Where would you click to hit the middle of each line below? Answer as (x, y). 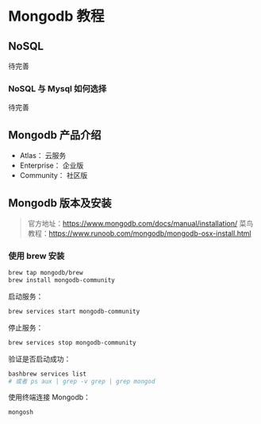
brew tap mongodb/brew (46, 273)
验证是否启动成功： (40, 359)
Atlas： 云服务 (43, 156)
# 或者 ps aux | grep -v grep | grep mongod (82, 381)
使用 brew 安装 (36, 256)
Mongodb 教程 (56, 16)
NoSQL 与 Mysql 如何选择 (58, 88)
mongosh (21, 412)
